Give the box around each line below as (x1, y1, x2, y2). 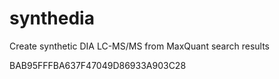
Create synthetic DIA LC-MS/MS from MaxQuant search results (9, 40, 271, 52)
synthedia (9, 7, 95, 30)
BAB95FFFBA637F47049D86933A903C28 (9, 59, 187, 71)
